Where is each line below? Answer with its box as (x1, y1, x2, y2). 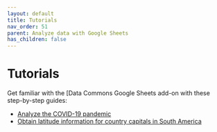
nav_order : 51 (7, 23, 49, 30)
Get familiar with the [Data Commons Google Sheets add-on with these (7, 89, 210, 97)
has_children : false (7, 36, 67, 43)
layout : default (7, 10, 54, 17)
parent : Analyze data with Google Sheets (7, 29, 129, 37)
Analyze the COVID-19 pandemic (17, 110, 112, 118)
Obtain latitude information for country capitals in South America (17, 117, 202, 126)
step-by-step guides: (7, 97, 67, 105)
